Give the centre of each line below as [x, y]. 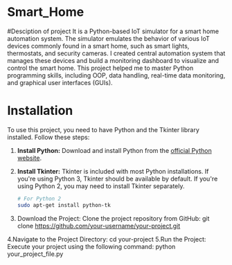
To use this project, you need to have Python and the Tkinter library [103, 129]
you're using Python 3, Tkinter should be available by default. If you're [117, 179]
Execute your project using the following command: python [91, 246]
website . [29, 158]
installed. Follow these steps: [48, 137]
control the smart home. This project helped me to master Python [100, 68]
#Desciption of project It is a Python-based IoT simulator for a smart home [113, 31]
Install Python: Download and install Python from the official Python [115, 150]
